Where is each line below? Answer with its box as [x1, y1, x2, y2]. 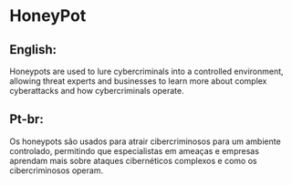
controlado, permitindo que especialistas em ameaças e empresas [9, 145, 260, 156]
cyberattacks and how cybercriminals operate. [9, 86, 184, 96]
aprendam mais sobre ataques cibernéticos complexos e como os [9, 155, 257, 166]
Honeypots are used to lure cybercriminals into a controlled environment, [9, 66, 285, 77]
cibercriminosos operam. [9, 165, 103, 176]
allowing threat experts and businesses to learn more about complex [9, 76, 267, 87]
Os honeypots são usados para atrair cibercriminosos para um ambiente [9, 136, 281, 147]
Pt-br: [9, 111, 44, 128]
